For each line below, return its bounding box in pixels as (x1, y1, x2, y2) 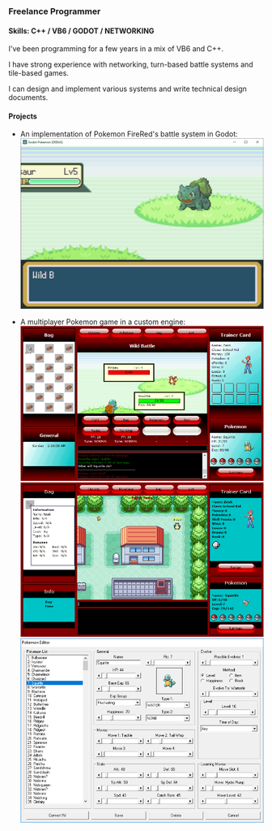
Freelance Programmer (8, 6, 101, 17)
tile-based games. (8, 68, 69, 78)
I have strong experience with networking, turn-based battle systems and (8, 59, 253, 70)
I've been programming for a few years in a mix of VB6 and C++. (8, 44, 224, 54)
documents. (8, 93, 49, 102)
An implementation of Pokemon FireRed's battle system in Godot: (19, 129, 239, 139)
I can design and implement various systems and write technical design (8, 84, 247, 94)
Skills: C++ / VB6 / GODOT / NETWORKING (8, 26, 155, 36)
